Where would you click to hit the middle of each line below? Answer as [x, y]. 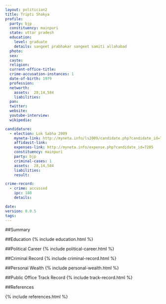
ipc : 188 [23, 193]
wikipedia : [21, 120]
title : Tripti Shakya [27, 14]
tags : [11, 216]
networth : [20, 88]
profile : [14, 19]
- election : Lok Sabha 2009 [39, 133]
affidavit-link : [31, 143]
